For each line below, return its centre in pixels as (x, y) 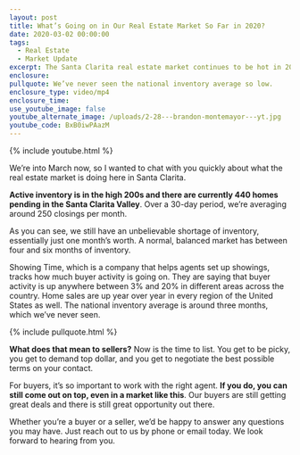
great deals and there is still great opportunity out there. (112, 404)
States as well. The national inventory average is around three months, (139, 305)
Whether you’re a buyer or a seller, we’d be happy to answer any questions (147, 422)
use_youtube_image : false (57, 109)
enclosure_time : (39, 100)
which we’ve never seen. (55, 314)
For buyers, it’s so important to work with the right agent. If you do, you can (148, 385)
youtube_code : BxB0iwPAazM (59, 126)
